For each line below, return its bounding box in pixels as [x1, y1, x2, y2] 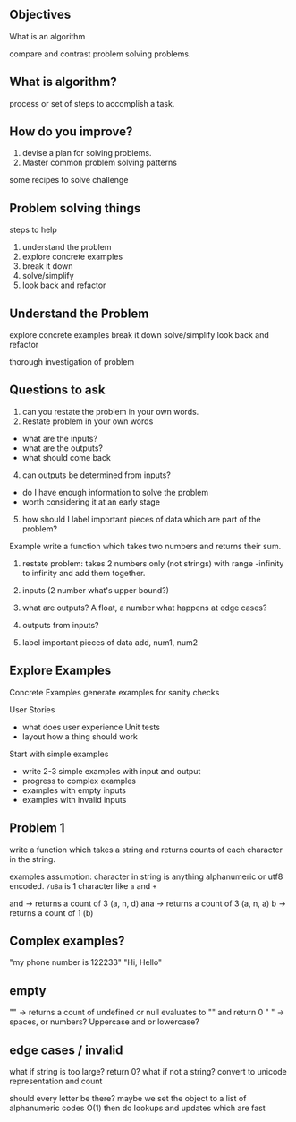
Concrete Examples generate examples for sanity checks [9, 686, 220, 697]
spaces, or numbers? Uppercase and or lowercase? [9, 1016, 199, 1027]
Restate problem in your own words [21, 416, 154, 427]
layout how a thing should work [21, 730, 139, 742]
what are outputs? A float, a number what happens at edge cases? [21, 602, 267, 613]
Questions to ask [9, 383, 106, 398]
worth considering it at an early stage [21, 496, 161, 507]
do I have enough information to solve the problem [21, 487, 209, 497]
